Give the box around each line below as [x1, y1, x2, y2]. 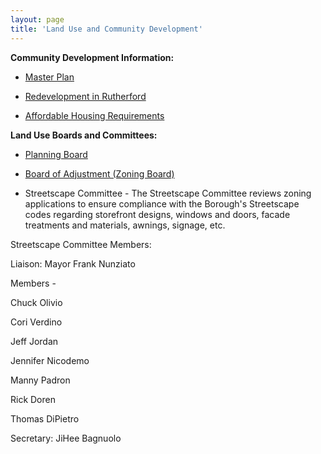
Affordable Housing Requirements [24, 109, 165, 121]
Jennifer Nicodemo [10, 354, 90, 366]
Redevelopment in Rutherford [24, 90, 147, 102]
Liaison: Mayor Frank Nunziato [10, 257, 136, 270]
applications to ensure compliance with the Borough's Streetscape [24, 197, 300, 210]
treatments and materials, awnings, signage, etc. [24, 219, 226, 231]
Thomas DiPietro [10, 412, 80, 425]
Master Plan [24, 71, 75, 83]
